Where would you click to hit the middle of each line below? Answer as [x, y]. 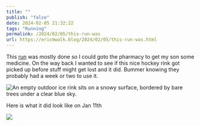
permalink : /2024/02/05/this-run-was [53, 34]
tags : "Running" [26, 28]
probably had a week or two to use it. [52, 76]
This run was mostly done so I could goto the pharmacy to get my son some [100, 57]
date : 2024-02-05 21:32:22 [40, 23]
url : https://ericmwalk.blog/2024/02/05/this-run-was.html [82, 40]
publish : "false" [28, 17]
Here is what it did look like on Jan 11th [54, 105]
